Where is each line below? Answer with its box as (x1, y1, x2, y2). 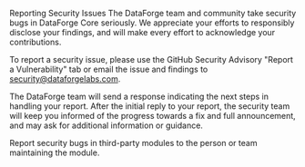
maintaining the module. (9, 147, 100, 158)
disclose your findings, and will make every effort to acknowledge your (9, 27, 276, 37)
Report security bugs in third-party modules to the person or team (9, 138, 258, 148)
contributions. (9, 36, 62, 47)
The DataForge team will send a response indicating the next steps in (9, 91, 269, 102)
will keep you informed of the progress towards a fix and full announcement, (9, 111, 296, 121)
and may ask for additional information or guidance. (9, 120, 203, 131)
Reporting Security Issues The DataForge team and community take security (9, 8, 297, 18)
